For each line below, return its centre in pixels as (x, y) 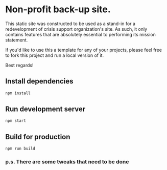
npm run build (20, 149)
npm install (18, 93)
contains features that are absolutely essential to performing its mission (80, 34)
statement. (17, 40)
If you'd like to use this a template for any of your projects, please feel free (84, 50)
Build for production (38, 137)
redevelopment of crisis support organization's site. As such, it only (76, 29)
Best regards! (19, 65)
